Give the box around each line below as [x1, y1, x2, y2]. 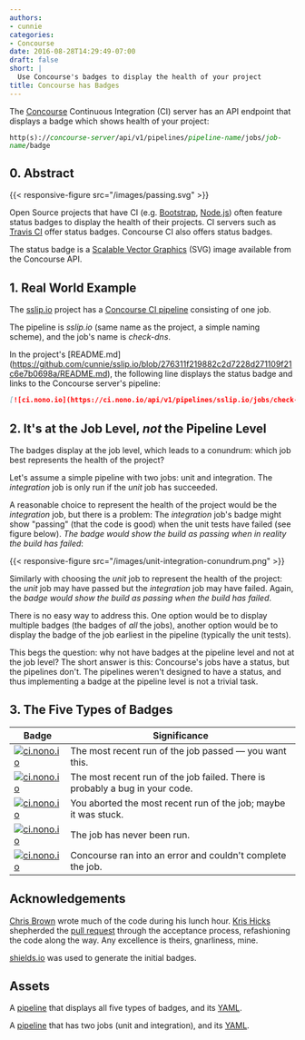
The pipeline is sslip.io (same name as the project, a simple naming [9, 322, 261, 332]
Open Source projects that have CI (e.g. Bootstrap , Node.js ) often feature [9, 207, 283, 218]
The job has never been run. [70, 828, 191, 841]
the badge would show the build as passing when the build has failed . [9, 592, 272, 603]
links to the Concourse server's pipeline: [9, 378, 161, 389]
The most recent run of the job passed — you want [70, 744, 287, 757]
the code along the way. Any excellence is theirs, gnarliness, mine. [9, 935, 259, 946]
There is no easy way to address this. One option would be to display [9, 609, 268, 620]
